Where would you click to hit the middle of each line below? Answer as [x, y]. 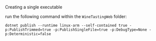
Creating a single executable [34, 7]
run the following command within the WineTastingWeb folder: [66, 16]
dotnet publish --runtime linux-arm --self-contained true [66, 25]
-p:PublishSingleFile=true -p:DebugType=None [100, 30]
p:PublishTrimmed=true [28, 30]
